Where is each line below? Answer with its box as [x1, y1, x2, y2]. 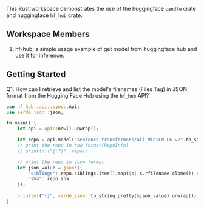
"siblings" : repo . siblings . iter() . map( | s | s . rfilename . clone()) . [28, 170, 197, 177]
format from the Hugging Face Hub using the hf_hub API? [6, 92, 149, 99]
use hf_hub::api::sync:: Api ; [6, 103, 80, 110]
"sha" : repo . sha [28, 176, 69, 182]
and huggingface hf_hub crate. [6, 12, 83, 19]
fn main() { [6, 120, 36, 126]
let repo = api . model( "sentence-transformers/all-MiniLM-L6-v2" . [17, 137, 186, 143]
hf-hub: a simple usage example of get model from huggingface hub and [15, 45, 197, 52]
